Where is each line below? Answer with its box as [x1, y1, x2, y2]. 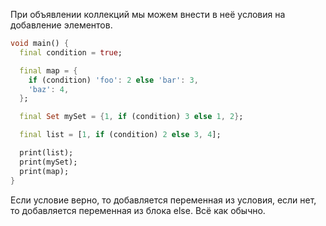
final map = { [19, 65, 78, 76]
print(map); [19, 166, 70, 176]
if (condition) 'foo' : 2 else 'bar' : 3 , [28, 75, 199, 85]
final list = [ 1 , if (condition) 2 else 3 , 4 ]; [19, 130, 222, 140]
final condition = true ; [19, 47, 123, 58]
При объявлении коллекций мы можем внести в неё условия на [10, 9, 286, 20]
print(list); [19, 148, 74, 158]
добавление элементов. [10, 19, 113, 31]
